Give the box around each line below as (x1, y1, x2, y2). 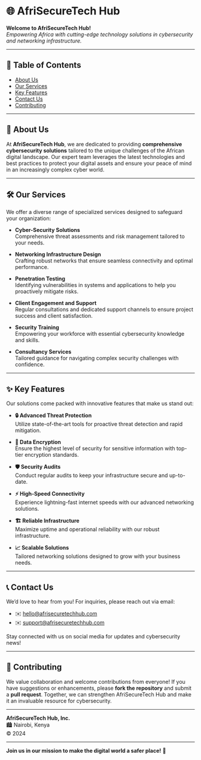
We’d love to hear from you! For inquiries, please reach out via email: (6, 598, 175, 605)
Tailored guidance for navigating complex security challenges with (14, 355, 179, 362)
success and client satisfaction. (14, 312, 93, 319)
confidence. (14, 361, 45, 368)
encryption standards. (25, 451, 79, 459)
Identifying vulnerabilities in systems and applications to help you (14, 282, 176, 289)
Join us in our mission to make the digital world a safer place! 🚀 (6, 747, 166, 754)
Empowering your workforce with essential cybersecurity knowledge (14, 330, 185, 337)
